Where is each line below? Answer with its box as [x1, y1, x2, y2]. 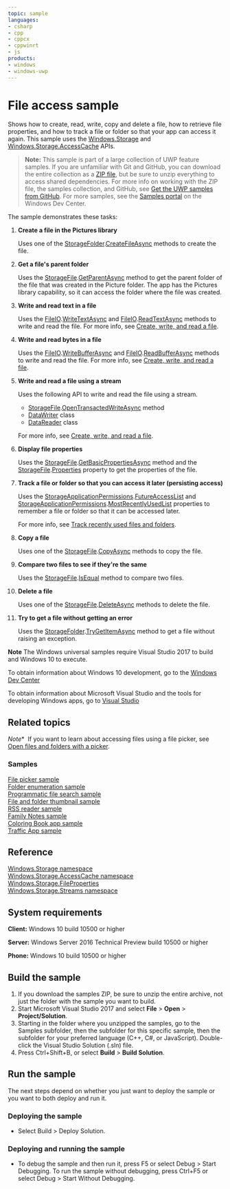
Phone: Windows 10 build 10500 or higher [8, 952, 126, 960]
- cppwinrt [8, 42, 39, 49]
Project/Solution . [17, 1011, 68, 1020]
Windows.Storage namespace [8, 864, 93, 873]
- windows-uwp [8, 68, 49, 74]
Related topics [8, 716, 71, 728]
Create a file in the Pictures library [17, 226, 117, 234]
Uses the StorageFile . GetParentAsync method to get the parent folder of [17, 274, 222, 282]
